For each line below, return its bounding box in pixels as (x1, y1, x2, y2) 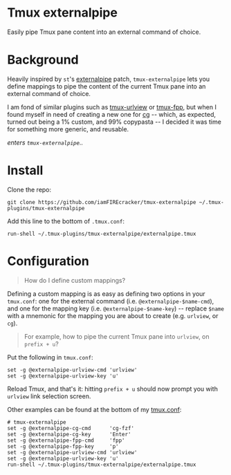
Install (7, 162, 44, 178)
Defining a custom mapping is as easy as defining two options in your (7, 289, 205, 298)
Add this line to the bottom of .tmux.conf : (7, 216, 124, 225)
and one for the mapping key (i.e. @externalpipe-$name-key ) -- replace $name (7, 304, 225, 313)
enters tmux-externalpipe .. (7, 138, 84, 147)
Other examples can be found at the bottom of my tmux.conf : (7, 405, 182, 413)
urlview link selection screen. (7, 392, 91, 400)
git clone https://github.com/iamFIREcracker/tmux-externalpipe (7, 198, 196, 205)
